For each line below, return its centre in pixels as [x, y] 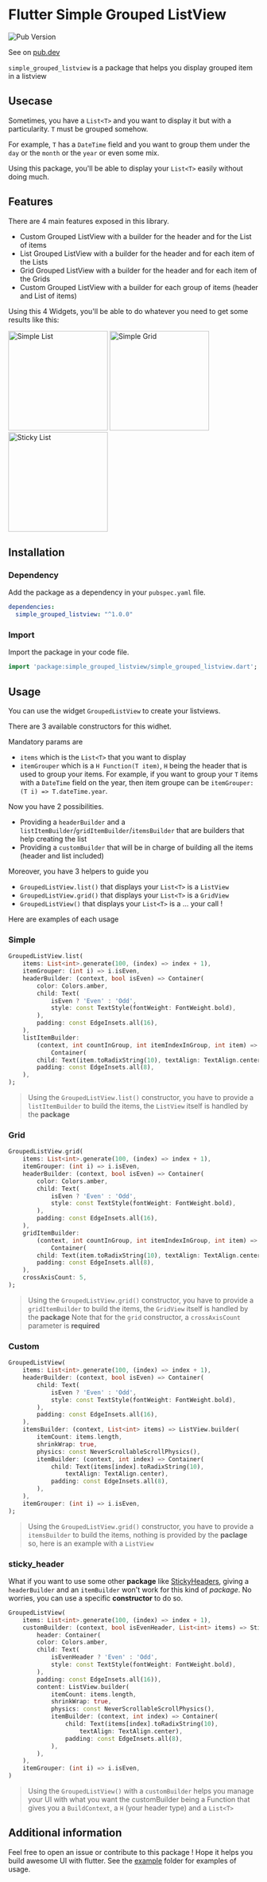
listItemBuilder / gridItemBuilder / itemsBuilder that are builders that [132, 830]
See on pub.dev [34, 52]
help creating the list [53, 839]
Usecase [31, 101]
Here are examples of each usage [64, 919]
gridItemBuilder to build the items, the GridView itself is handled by [138, 1308]
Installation [37, 552]
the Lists [34, 261]
